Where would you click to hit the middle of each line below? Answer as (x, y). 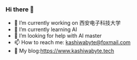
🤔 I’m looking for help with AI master (58, 36)
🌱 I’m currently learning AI (46, 29)
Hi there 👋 (20, 9)
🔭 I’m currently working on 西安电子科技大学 (67, 23)
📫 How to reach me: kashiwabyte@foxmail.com (72, 42)
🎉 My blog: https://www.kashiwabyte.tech (64, 51)
